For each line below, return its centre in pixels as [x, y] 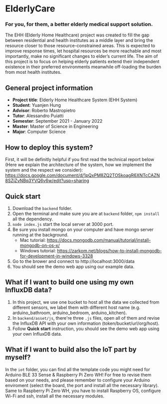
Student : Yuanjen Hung [37, 105]
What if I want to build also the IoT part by [71, 350]
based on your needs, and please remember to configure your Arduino [78, 380]
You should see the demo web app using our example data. [73, 266]
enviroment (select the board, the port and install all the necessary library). [82, 385]
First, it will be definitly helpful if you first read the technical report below [80, 160]
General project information [49, 88]
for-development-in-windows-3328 [56, 256]
